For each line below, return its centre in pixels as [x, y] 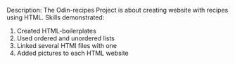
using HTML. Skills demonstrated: [56, 17]
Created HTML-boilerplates [56, 31]
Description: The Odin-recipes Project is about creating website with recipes [118, 10]
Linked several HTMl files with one [67, 46]
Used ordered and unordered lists [66, 38]
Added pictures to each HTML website [73, 53]
